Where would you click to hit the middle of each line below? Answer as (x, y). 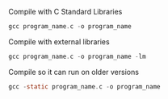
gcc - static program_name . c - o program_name (84, 87)
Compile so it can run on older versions (74, 72)
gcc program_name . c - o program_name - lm (78, 56)
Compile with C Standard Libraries (65, 12)
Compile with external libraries (59, 41)
